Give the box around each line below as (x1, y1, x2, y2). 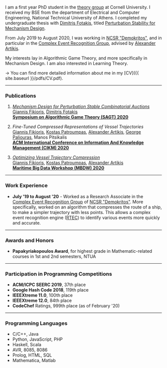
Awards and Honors (5, 237, 54, 244)
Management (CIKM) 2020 (12, 145, 70, 151)
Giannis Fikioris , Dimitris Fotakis (12, 109, 78, 115)
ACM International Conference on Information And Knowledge (12, 140, 144, 146)
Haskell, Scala (12, 342, 41, 348)
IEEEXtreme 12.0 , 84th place (12, 297, 72, 303)
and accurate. (12, 220, 41, 225)
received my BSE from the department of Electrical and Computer (5, 9, 140, 15)
